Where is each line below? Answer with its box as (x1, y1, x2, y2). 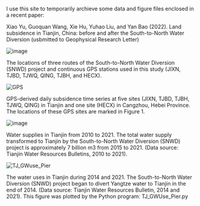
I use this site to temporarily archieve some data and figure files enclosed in (6, 5, 194, 12)
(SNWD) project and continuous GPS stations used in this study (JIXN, (6, 65, 181, 73)
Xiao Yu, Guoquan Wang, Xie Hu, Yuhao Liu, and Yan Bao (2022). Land (6, 23, 182, 30)
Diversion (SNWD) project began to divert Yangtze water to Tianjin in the (6, 180, 186, 187)
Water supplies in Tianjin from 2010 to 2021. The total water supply (6, 132, 172, 138)
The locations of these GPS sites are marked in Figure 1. (6, 108, 145, 115)
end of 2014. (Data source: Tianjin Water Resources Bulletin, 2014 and (6, 186, 180, 193)
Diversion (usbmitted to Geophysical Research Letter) (6, 36, 140, 43)
